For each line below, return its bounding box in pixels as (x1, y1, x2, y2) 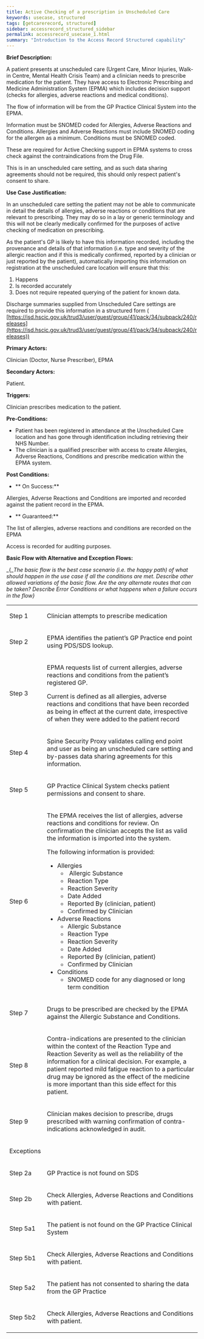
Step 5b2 (9, 1313, 36, 1321)
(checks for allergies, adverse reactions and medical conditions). (6, 92, 169, 98)
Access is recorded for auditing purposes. (6, 543, 112, 550)
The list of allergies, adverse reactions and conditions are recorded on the (6, 525, 191, 531)
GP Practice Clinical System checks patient (46, 782, 170, 790)
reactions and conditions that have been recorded (46, 700, 189, 708)
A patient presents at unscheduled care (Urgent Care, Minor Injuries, (6, 66, 178, 73)
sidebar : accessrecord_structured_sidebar (6, 26, 115, 32)
